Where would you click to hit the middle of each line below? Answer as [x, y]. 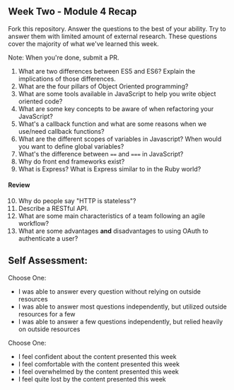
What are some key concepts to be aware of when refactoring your [116, 108]
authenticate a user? [48, 239]
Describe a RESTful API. [53, 209]
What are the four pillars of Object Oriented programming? [103, 86]
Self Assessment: [48, 261]
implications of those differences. [67, 79]
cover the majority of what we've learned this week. [83, 44]
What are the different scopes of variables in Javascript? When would [120, 139]
